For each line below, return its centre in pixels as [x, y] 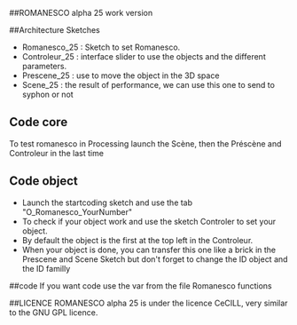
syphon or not [47, 94]
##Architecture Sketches [55, 30]
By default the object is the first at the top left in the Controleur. [137, 240]
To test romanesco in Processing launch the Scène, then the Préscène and [145, 143]
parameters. [44, 66]
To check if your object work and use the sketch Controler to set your [149, 221]
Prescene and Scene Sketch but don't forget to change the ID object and [155, 259]
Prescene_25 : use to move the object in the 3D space [121, 75]
